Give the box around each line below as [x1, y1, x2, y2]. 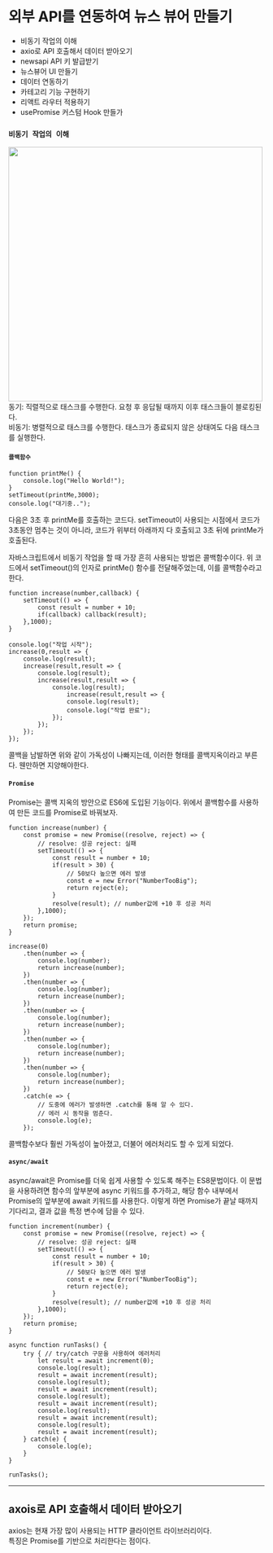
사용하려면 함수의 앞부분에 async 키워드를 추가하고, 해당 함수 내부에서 [16, 1186, 239, 1195]
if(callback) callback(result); [37, 611, 148, 619]
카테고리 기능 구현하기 [19, 86, 91, 96]
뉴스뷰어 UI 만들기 [19, 66, 79, 76]
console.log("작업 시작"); [8, 641, 93, 649]
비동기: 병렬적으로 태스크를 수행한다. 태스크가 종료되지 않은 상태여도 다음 [8, 423, 238, 432]
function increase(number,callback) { [8, 590, 140, 598]
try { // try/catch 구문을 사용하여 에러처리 [23, 1349, 161, 1358]
